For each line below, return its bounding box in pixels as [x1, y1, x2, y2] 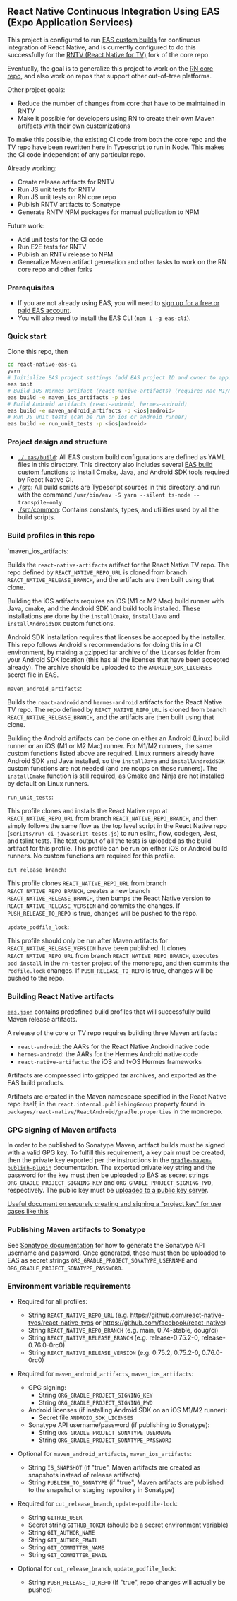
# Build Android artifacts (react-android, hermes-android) [7, 401, 188, 408]
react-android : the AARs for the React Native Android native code [17, 1042, 209, 1051]
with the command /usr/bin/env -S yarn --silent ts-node [17, 490, 190, 499]
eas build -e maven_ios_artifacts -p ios [7, 394, 131, 401]
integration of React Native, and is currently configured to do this [7, 42, 196, 52]
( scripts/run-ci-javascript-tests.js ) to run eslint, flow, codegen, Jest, [7, 829, 218, 837]
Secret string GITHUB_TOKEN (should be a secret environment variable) [28, 1520, 229, 1529]
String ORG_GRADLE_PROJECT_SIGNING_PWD [38, 1398, 153, 1407]
